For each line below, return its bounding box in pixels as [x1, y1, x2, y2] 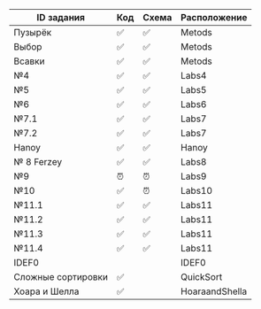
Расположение [180, 12, 248, 23]
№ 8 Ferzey [13, 156, 63, 167]
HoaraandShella [180, 285, 248, 297]
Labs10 [180, 185, 213, 197]
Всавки [13, 55, 45, 67]
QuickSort [180, 271, 223, 282]
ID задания [36, 12, 86, 23]
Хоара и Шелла [13, 285, 80, 297]
